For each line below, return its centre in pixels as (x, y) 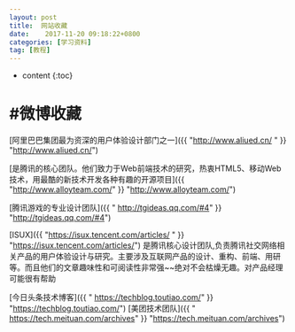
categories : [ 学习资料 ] (50, 42)
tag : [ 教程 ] (30, 50)
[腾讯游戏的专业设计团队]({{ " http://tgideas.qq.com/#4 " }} (116, 208)
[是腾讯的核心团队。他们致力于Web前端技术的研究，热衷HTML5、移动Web (145, 168)
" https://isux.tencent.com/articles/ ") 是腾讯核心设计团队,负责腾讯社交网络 (143, 245)
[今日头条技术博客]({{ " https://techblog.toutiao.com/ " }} (112, 297)
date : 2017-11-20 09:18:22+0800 (75, 34)
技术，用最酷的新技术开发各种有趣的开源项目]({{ (97, 180)
